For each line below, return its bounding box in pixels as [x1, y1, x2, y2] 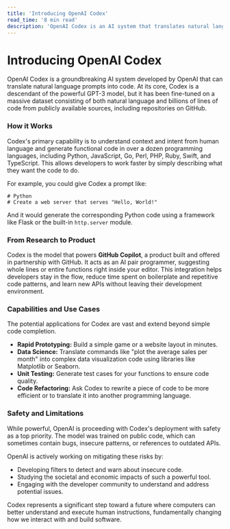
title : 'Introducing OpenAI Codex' [7, 10, 109, 17]
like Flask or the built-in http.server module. [7, 218, 133, 226]
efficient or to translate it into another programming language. [16, 392, 192, 400]
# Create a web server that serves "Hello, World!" [7, 198, 157, 206]
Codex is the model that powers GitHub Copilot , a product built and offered [7, 250, 220, 259]
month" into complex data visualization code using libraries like [16, 355, 196, 364]
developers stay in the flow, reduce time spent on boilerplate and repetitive [7, 272, 218, 281]
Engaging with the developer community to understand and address [16, 480, 209, 488]
